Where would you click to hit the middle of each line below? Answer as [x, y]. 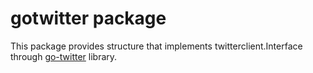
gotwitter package [88, 18]
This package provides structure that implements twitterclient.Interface [156, 46]
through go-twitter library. [64, 56]
